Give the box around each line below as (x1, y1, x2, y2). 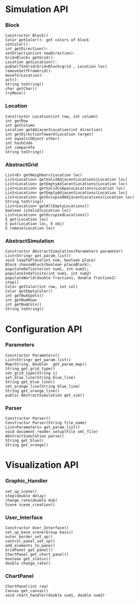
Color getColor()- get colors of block (5, 37, 89, 43)
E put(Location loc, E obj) (5, 221, 65, 226)
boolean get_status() (5, 556, 51, 561)
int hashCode (5, 140, 33, 145)
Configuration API (5, 323, 82, 335)
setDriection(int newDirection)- (5, 51, 76, 56)
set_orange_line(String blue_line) (5, 384, 80, 389)
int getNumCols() (5, 302, 42, 307)
